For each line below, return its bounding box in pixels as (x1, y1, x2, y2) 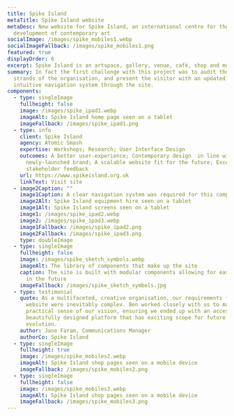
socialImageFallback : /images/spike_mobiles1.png (7, 42, 155, 49)
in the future (25, 275, 68, 282)
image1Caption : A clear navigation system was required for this (19, 191, 214, 198)
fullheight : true (19, 346, 70, 353)
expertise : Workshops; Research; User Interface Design (19, 146, 186, 153)
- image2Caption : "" (13, 185, 73, 192)
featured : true (7, 49, 52, 56)
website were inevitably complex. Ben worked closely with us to (25, 301, 219, 308)
